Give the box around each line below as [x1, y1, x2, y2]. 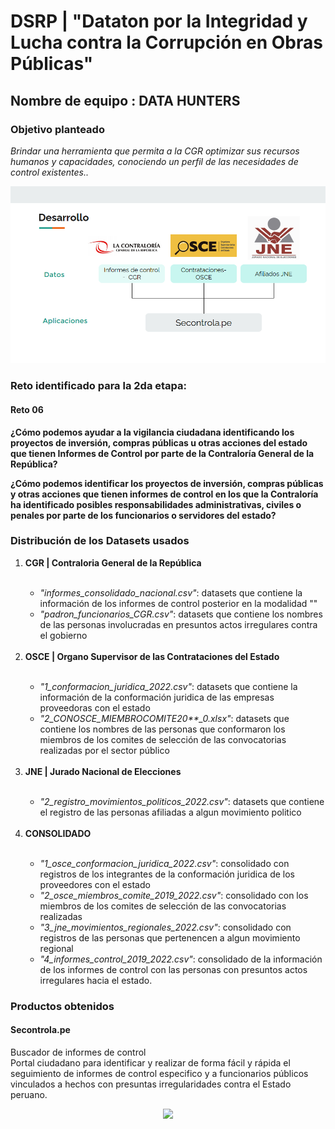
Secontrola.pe [10, 1024, 71, 1036]
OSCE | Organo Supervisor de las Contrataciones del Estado [24, 650, 280, 662]
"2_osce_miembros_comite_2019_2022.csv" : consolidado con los [39, 889, 309, 901]
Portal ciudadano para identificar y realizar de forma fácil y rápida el [10, 1056, 291, 1069]
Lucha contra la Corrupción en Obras [10, 31, 323, 54]
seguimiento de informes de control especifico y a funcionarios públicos [10, 1067, 309, 1079]
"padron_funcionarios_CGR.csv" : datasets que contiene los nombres [39, 608, 323, 620]
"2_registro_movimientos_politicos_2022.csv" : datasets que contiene [39, 795, 325, 807]
